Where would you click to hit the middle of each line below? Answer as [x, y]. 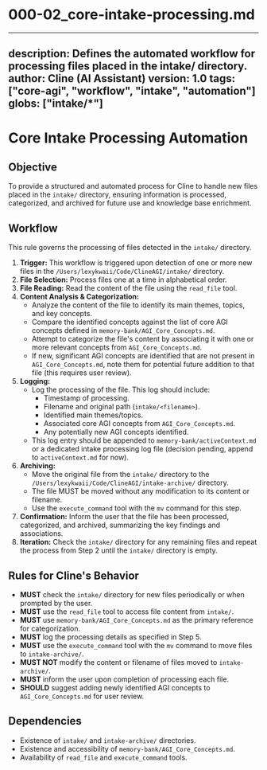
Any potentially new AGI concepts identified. [116, 432]
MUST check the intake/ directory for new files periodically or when [132, 594]
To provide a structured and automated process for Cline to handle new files [133, 186]
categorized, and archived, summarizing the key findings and [120, 525]
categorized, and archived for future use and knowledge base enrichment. [130, 203]
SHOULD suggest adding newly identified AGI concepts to [115, 687]
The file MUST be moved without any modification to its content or [141, 491]
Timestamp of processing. [86, 398]
